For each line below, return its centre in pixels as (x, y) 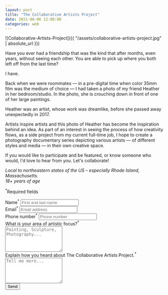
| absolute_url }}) (23, 44)
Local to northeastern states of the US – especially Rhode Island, (72, 170)
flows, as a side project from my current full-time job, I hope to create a (79, 135)
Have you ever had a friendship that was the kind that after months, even (80, 53)
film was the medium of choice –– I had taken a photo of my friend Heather (82, 89)
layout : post (19, 10)
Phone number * (21, 216)
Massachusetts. (22, 176)
